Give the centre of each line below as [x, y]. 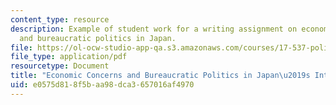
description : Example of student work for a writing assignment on [154, 29]
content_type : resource [60, 19]
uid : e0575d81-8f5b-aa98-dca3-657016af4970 [102, 85]
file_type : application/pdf [69, 57]
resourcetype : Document [60, 66]
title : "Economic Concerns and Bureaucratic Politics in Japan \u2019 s [160, 76]
